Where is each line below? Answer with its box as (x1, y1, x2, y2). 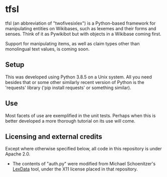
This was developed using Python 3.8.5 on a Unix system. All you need (5, 74, 152, 80)
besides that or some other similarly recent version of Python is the (5, 79, 144, 85)
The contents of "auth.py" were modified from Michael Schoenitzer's (12, 161, 156, 167)
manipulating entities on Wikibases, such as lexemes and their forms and (5, 25, 156, 31)
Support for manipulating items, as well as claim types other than (5, 40, 140, 46)
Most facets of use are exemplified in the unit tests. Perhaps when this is (5, 112, 156, 119)
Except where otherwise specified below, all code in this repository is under (5, 146, 162, 152)
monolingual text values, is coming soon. (5, 46, 90, 52)
